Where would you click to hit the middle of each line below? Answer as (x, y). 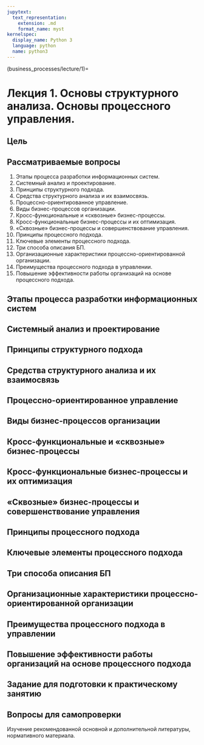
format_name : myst (41, 29)
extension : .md (37, 23)
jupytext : (19, 12)
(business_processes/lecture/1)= (48, 69)
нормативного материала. (41, 736)
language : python (34, 46)
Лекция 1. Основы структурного (93, 93)
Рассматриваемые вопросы (64, 162)
